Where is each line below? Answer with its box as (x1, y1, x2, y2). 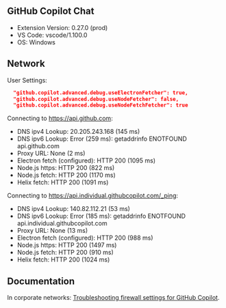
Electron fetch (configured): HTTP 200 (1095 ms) (16, 156, 156, 165)
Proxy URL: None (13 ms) (16, 227, 88, 235)
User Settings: (7, 76, 48, 84)
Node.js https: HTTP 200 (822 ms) (16, 164, 115, 172)
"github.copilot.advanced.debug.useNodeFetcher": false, (13, 96, 179, 102)
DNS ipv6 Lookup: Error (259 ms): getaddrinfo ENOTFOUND (16, 135, 187, 143)
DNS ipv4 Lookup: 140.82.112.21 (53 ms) (16, 205, 130, 213)
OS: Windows (16, 38, 56, 46)
